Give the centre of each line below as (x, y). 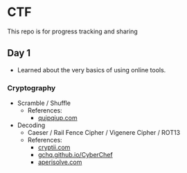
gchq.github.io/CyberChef (75, 155)
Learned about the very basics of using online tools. (91, 69)
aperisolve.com (60, 162)
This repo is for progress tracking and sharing (73, 31)
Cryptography (32, 88)
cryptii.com (54, 147)
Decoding (31, 125)
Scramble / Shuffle (44, 103)
